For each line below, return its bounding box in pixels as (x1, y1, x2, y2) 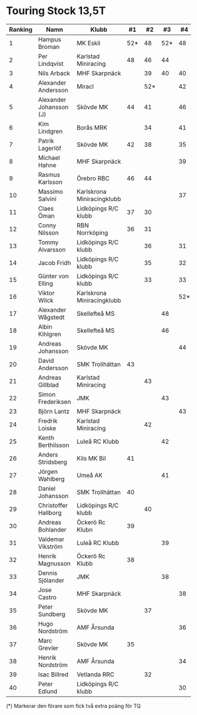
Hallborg (38, 509, 62, 517)
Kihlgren (38, 330, 62, 338)
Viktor (38, 289, 55, 297)
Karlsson (38, 178, 63, 186)
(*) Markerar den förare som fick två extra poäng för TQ (6, 702, 141, 709)
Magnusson (38, 559, 71, 567)
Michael (38, 153, 60, 162)
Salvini (38, 195, 57, 203)
